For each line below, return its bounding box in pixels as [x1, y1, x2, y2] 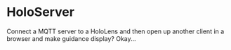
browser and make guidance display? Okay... [6, 34, 136, 42]
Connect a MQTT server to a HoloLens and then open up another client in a [6, 27, 225, 35]
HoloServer [6, 4, 75, 20]
